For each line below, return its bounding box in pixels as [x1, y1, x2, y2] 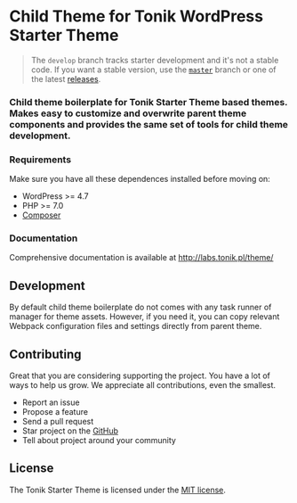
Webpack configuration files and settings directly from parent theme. [9, 321, 262, 332]
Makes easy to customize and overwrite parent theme [9, 107, 247, 120]
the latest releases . [30, 73, 101, 84]
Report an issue [21, 397, 80, 408]
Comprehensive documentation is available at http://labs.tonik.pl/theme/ [9, 252, 274, 263]
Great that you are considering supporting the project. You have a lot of [9, 370, 271, 381]
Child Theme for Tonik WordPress [9, 6, 264, 27]
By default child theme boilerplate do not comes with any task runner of [9, 301, 272, 313]
